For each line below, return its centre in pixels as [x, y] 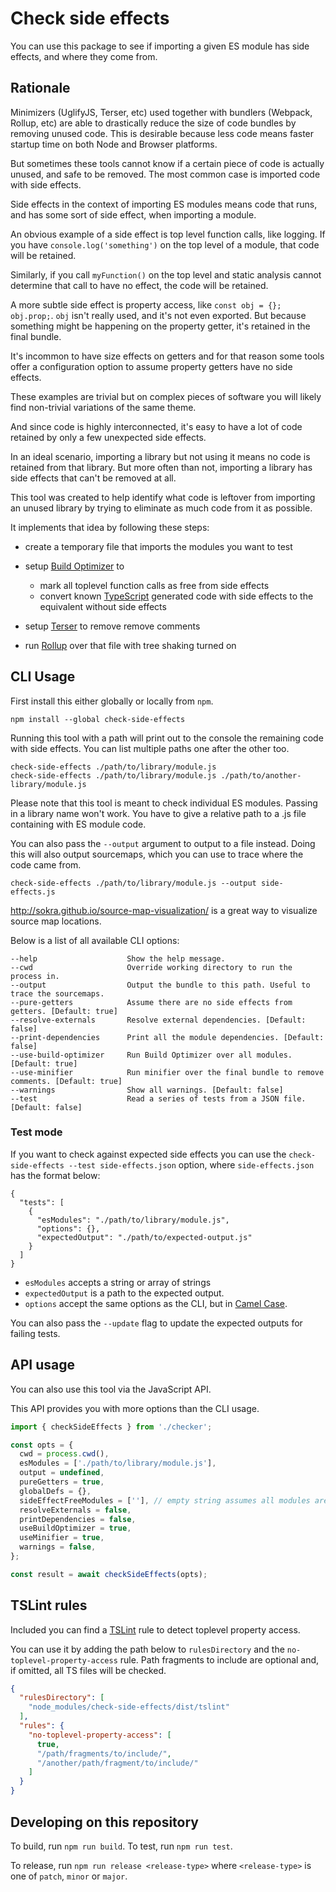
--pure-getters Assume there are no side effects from [151, 1002]
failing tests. [35, 1333]
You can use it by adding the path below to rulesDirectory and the [147, 1649]
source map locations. [56, 921]
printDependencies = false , [78, 1519]
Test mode [36, 1132]
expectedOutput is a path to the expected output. [124, 1293]
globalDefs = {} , [55, 1491]
